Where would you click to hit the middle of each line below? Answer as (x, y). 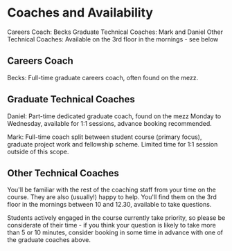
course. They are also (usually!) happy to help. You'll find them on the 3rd (112, 197)
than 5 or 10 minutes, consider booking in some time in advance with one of (115, 232)
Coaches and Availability (80, 13)
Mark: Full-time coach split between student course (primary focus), (105, 137)
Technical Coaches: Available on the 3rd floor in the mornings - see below (113, 39)
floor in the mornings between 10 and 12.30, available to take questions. (109, 205)
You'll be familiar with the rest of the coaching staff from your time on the (111, 190)
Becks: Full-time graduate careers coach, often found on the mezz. (103, 77)
